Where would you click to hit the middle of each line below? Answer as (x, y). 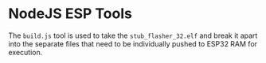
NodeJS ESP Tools (70, 14)
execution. (25, 52)
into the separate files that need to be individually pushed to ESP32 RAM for (133, 43)
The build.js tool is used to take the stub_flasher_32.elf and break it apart (133, 35)
